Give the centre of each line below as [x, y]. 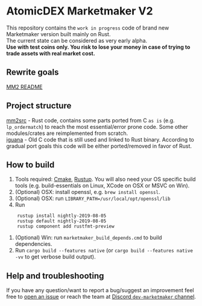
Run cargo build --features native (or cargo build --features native [104, 251]
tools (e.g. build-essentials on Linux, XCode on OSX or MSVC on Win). [102, 186]
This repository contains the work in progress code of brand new [88, 28]
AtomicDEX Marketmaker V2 [80, 11]
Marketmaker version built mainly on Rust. [58, 34]
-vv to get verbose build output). [55, 257]
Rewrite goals [33, 73]
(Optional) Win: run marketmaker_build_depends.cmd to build [88, 238]
